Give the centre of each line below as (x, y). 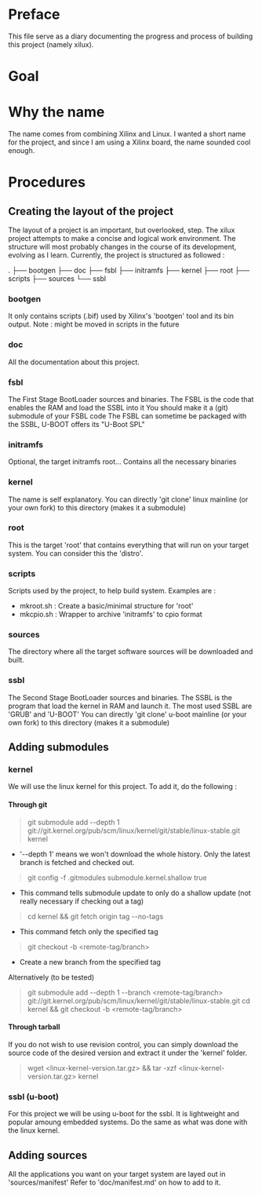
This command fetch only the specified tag (89, 931)
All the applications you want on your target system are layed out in (117, 1174)
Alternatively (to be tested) (51, 977)
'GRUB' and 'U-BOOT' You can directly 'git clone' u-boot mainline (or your (127, 714)
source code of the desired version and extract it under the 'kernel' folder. (128, 1053)
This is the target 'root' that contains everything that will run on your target (129, 545)
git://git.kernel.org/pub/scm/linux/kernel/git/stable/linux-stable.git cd (138, 1000)
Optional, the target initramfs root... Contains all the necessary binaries (122, 462)
